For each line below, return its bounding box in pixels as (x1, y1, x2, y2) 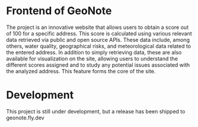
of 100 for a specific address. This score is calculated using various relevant (6, 30, 192, 37)
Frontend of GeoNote (6, 4, 112, 18)
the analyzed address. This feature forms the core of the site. (6, 67, 156, 74)
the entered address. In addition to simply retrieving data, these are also (6, 48, 182, 56)
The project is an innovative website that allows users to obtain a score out (6, 24, 189, 31)
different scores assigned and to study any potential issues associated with (6, 61, 190, 69)
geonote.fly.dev (6, 114, 44, 121)
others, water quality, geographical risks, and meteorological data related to (6, 43, 191, 50)
